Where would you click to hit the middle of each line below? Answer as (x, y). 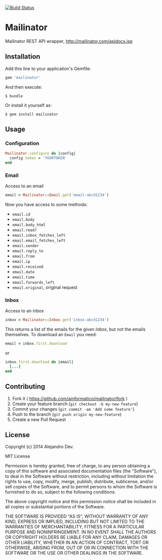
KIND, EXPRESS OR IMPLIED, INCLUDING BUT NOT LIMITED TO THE (75, 522)
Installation (23, 57)
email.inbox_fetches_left (39, 236)
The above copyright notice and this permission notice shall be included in (81, 502)
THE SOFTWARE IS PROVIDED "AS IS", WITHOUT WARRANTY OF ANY (77, 516)
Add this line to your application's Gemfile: (48, 69)
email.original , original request (45, 287)
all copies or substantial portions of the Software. (55, 507)
